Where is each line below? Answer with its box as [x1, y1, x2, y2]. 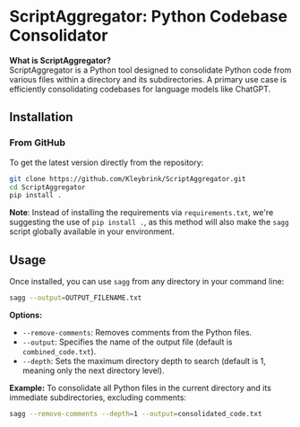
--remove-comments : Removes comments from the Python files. [21, 327, 253, 337]
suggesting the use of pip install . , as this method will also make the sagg [9, 217, 289, 228]
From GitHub [9, 136, 65, 149]
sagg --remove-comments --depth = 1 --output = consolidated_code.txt [9, 409, 262, 418]
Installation [9, 109, 73, 125]
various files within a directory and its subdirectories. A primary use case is [9, 74, 287, 84]
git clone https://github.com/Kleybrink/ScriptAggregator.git [9, 174, 246, 183]
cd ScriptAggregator [9, 182, 87, 192]
